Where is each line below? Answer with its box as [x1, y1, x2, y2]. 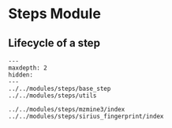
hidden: [8, 71, 34, 79]
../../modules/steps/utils [8, 92, 97, 100]
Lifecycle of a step [8, 36, 101, 50]
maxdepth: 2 [8, 64, 47, 72]
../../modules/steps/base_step [8, 85, 111, 92]
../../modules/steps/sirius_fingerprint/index [8, 112, 164, 120]
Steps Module [8, 5, 101, 23]
